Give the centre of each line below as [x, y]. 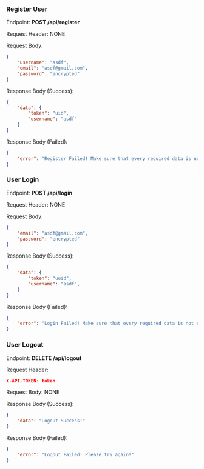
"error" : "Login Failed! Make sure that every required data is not [106, 324]
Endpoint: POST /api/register [43, 22]
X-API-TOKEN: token [31, 381]
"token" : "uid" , [49, 113]
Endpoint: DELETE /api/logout [44, 358]
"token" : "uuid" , [50, 278]
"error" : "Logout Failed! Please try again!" [76, 454]
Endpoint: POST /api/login [39, 193]
